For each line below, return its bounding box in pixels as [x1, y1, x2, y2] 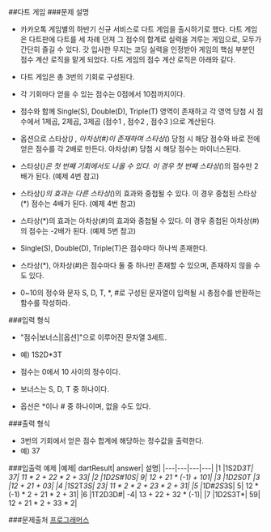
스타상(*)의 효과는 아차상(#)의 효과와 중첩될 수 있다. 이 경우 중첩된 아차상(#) [19, 216, 260, 225]
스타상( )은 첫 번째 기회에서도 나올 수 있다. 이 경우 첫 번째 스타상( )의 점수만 [19, 161, 252, 170]
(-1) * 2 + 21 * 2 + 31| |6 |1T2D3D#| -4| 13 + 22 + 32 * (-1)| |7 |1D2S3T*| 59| [8, 490, 260, 499]
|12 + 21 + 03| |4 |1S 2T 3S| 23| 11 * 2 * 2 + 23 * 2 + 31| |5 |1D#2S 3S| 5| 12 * [8, 481, 259, 491]
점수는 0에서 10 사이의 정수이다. [19, 367, 121, 376]
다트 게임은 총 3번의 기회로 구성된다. [19, 72, 135, 81]
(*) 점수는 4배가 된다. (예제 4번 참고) [19, 199, 136, 208]
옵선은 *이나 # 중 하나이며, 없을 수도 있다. [19, 401, 151, 411]
